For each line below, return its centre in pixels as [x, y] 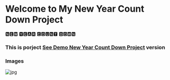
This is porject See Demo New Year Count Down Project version [85, 47]
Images [15, 61]
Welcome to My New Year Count [75, 9]
